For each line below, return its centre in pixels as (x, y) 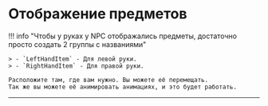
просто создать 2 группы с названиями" (77, 44)
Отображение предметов (98, 14)
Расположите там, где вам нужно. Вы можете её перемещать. (108, 80)
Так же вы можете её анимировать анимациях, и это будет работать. (123, 87)
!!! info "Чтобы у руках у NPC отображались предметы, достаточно (123, 36)
